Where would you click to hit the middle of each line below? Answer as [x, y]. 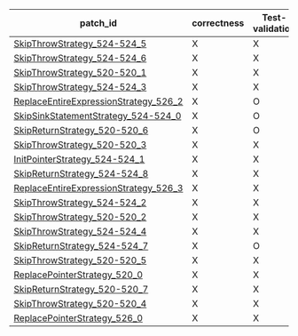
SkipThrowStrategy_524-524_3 [80, 87]
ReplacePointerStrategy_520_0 [78, 275]
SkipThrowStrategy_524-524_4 [80, 232]
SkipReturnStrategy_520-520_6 [81, 130]
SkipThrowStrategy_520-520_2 [80, 217]
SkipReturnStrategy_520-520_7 [81, 289]
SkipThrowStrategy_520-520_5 [80, 260]
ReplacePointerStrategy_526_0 [78, 318]
